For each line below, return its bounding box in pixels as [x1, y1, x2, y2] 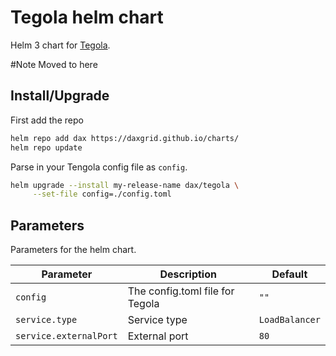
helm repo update [10, 142, 83, 153]
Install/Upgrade [10, 87, 110, 105]
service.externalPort [15, 331, 118, 342]
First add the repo [10, 114, 84, 126]
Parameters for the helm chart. [10, 244, 137, 256]
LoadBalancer [258, 314, 321, 326]
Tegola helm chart [10, 6, 164, 29]
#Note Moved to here [10, 58, 98, 70]
